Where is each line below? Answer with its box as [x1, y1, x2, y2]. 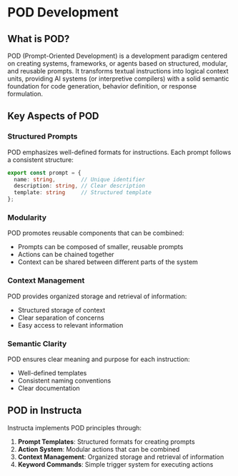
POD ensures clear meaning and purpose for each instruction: [7, 355, 190, 363]
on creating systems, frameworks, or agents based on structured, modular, [7, 59, 228, 68]
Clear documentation [17, 383, 80, 393]
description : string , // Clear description [14, 183, 145, 190]
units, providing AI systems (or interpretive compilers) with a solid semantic [7, 74, 229, 83]
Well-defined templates [17, 368, 87, 377]
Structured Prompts [7, 131, 78, 141]
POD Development [7, 4, 119, 21]
